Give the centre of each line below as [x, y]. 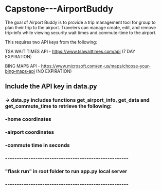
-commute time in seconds [37, 145]
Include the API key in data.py [51, 87]
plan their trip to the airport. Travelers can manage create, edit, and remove [80, 27]
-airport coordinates [30, 132]
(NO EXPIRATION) [54, 71]
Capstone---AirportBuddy [59, 9]
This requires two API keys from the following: [51, 42]
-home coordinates [28, 119]
